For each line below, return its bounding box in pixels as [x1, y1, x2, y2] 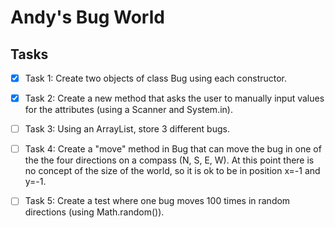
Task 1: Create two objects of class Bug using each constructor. [24, 72, 288, 84]
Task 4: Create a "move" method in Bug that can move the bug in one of [24, 143, 322, 155]
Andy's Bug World [10, 6, 165, 29]
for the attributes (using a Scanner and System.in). [24, 104, 233, 116]
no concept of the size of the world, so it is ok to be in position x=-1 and [24, 165, 321, 177]
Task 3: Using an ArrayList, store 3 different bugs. [24, 123, 230, 135]
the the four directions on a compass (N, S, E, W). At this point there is [24, 154, 315, 166]
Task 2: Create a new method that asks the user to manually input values [24, 92, 325, 105]
